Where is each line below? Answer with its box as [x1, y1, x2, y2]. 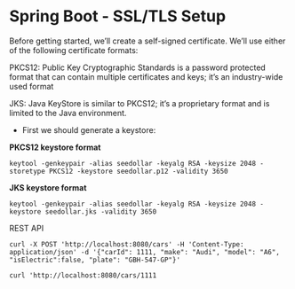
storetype [9, 167, 46, 176]
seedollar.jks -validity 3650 [44, 207, 157, 216]
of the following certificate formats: [9, 44, 139, 55]
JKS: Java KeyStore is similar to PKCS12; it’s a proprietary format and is [9, 98, 270, 108]
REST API [9, 223, 44, 233]
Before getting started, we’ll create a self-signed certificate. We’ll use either [9, 35, 286, 46]
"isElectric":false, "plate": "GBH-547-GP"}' [9, 255, 180, 264]
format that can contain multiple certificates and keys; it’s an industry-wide [9, 71, 283, 82]
